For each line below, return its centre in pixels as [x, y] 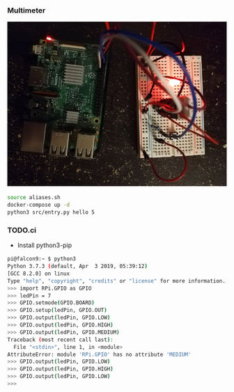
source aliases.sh [34, 198]
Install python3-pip [44, 245]
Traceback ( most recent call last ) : [60, 340]
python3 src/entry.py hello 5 [51, 212]
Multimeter [26, 10]
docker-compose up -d [39, 205]
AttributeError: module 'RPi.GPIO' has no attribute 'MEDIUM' [99, 354]
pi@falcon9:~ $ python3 [42, 259]
